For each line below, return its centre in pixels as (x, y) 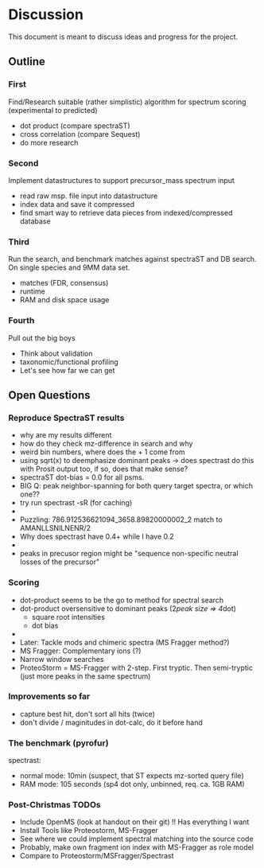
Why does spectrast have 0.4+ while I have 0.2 (97, 537)
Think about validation (56, 353)
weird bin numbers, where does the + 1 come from (102, 452)
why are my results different (66, 435)
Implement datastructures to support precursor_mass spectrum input (121, 180)
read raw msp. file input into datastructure (89, 196)
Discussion (46, 15)
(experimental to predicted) (53, 110)
